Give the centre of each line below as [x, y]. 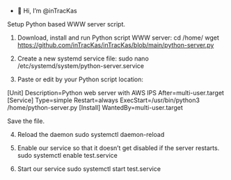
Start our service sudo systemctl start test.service [89, 169]
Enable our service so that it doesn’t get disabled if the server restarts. [118, 148]
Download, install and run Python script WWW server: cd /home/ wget [118, 38]
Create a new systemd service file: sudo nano [83, 58]
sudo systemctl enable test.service [67, 155]
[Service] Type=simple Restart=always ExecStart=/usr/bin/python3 [104, 100]
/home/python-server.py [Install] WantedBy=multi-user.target [95, 107]
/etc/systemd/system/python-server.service [81, 66]
